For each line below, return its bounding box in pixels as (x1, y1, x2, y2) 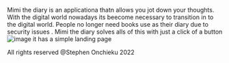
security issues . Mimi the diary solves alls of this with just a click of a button (7, 27, 223, 36)
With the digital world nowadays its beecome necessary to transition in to (7, 13, 214, 21)
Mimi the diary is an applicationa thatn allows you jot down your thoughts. (7, 6, 215, 14)
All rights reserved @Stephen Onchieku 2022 (7, 48, 135, 56)
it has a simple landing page (33, 35, 112, 43)
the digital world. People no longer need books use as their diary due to (7, 21, 208, 28)
